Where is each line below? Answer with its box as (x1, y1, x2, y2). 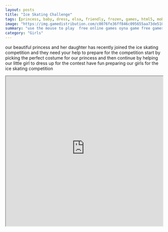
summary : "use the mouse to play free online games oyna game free (5, 26, 151, 31)
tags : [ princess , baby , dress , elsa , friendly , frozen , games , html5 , (5, 16, 155, 21)
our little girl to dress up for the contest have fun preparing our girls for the (5, 60, 159, 66)
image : (5, 21, 19, 26)
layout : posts (5, 7, 35, 12)
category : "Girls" (5, 30, 43, 35)
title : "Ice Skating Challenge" (5, 12, 72, 17)
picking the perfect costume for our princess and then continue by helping (5, 55, 159, 60)
